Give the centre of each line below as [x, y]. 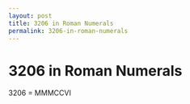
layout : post [30, 16]
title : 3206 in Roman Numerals [61, 23]
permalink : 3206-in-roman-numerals [68, 31]
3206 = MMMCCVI [40, 93]
